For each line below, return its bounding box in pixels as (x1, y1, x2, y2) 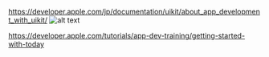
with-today (8, 39, 45, 49)
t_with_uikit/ (8, 15, 48, 25)
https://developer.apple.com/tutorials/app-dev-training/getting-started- (8, 31, 246, 40)
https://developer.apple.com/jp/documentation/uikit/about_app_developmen (8, 7, 261, 16)
